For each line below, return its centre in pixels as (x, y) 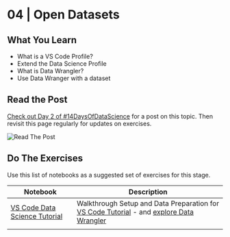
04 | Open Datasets (63, 15)
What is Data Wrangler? (50, 71)
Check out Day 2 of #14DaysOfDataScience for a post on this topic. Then (110, 116)
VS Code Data (33, 208)
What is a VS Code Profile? (55, 56)
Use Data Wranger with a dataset (64, 78)
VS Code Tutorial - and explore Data (135, 212)
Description (148, 192)
